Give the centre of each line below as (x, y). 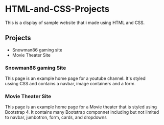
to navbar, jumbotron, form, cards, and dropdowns (56, 117)
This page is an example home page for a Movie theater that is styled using (81, 107)
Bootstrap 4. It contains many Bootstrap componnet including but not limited (82, 112)
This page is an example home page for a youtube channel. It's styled (75, 78)
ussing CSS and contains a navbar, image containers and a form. (70, 84)
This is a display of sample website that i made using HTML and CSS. (75, 23)
